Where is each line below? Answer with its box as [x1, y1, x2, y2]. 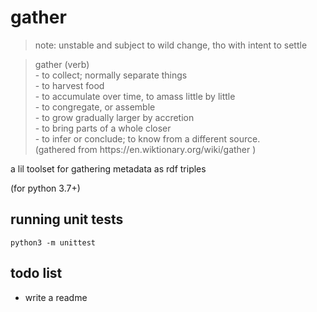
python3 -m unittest [10, 237, 97, 248]
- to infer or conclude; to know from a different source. [34, 132, 261, 145]
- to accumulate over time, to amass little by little [34, 90, 236, 102]
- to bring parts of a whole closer [34, 122, 172, 134]
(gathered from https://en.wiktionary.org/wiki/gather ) [34, 143, 257, 155]
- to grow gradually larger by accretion [34, 111, 195, 123]
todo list [10, 265, 63, 282]
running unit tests [10, 211, 124, 228]
